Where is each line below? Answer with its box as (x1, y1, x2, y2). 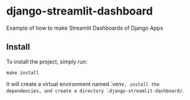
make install (6, 70, 39, 76)
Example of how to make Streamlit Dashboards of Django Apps (6, 24, 163, 32)
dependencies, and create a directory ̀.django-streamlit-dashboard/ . (6, 87, 185, 94)
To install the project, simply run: (6, 58, 88, 65)
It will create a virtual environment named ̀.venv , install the (6, 80, 160, 87)
